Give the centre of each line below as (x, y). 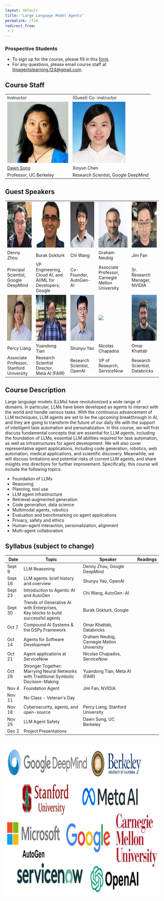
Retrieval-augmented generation (45, 500)
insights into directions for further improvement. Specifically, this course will (82, 464)
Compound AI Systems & (49, 625)
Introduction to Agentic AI (49, 590)
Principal (16, 270)
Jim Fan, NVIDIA (99, 688)
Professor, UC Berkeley (31, 175)
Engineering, (49, 270)
